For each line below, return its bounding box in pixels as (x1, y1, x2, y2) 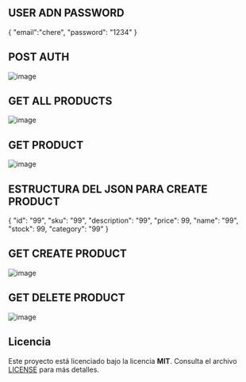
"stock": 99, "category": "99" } (8, 224, 109, 234)
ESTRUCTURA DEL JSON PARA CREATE (8, 182, 208, 196)
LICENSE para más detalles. (8, 365, 99, 374)
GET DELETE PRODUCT (8, 291, 125, 304)
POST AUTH (8, 51, 70, 64)
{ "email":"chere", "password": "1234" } (8, 27, 137, 36)
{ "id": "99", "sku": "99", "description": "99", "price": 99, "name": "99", (8, 216, 239, 225)
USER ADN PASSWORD (8, 6, 125, 20)
